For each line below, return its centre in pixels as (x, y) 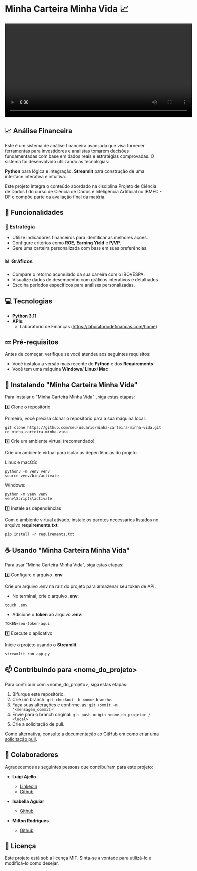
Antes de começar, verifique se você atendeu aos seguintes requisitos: (78, 354)
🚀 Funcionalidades (34, 213)
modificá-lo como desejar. (32, 863)
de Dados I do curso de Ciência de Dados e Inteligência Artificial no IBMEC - (83, 191)
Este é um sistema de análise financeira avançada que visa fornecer (75, 145)
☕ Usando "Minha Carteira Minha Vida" (68, 550)
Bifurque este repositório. (38, 694)
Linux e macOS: (21, 462)
